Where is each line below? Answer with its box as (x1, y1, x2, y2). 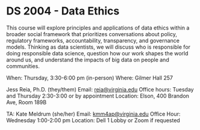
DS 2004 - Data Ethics (6, 4, 120, 18)
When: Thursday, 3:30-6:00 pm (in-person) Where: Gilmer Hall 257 (6, 74, 173, 81)
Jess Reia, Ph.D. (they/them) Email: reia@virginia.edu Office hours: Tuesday (6, 85, 194, 93)
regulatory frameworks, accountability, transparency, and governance (6, 37, 180, 44)
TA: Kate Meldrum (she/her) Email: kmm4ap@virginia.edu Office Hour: (6, 110, 181, 117)
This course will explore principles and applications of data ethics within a (6, 24, 190, 31)
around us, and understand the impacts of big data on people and (6, 56, 170, 63)
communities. (6, 62, 40, 70)
